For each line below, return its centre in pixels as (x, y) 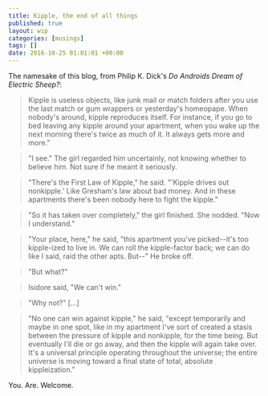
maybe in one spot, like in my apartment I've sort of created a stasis (140, 327)
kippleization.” (51, 369)
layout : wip (28, 31)
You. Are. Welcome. (41, 385)
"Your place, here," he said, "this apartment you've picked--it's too (138, 239)
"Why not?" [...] (54, 303)
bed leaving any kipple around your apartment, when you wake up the (144, 126)
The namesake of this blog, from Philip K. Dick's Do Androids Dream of (126, 76)
